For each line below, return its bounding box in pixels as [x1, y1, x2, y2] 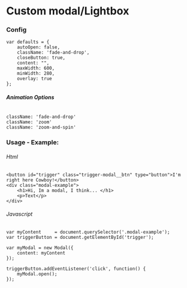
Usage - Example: [6, 138, 59, 147]
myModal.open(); [17, 271, 58, 277]
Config [6, 26, 27, 34]
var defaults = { [6, 39, 50, 46]
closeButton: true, [17, 55, 66, 61]
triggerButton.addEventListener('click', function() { [6, 265, 146, 272]
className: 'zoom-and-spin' [6, 125, 77, 131]
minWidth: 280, [17, 71, 55, 77]
